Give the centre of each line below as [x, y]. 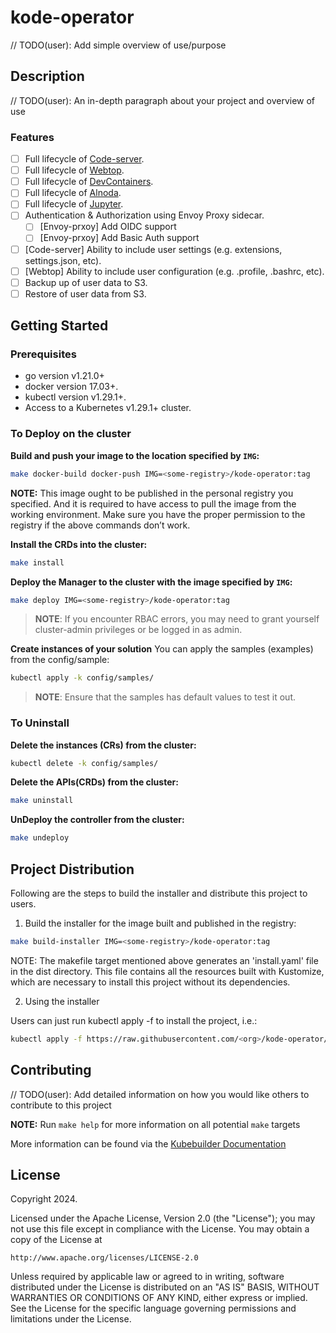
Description [47, 76]
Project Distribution [72, 869]
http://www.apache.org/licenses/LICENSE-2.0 [104, 1258]
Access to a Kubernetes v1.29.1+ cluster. [108, 408]
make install [37, 562]
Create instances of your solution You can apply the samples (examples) [162, 649]
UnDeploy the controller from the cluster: [97, 820]
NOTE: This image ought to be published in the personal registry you [152, 493]
